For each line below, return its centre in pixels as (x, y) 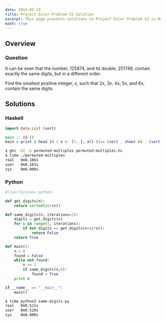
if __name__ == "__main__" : (34, 287)
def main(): (17, 246)
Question (17, 57)
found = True (45, 274)
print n (22, 278)
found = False (28, 256)
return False (45, 233)
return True (26, 237)
